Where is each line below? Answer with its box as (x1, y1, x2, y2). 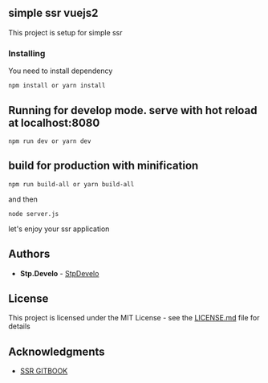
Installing (8, 47, 46, 59)
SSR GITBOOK (19, 366, 68, 376)
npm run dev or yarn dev (8, 136, 91, 145)
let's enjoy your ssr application (8, 224, 110, 234)
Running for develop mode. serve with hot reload (8, 104, 258, 117)
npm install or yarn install (8, 82, 106, 90)
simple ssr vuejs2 (8, 6, 99, 20)
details (8, 321, 30, 332)
